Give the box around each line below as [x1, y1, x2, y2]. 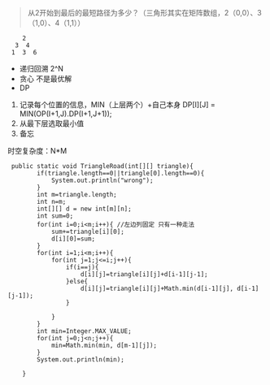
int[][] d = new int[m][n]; [37, 205, 132, 213]
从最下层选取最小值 [19, 119, 85, 128]
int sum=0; [37, 212, 74, 220]
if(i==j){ [65, 263, 99, 271]
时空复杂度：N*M [7, 146, 67, 155]
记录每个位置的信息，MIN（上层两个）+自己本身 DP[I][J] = [19, 100, 216, 109]
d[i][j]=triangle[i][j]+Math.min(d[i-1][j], [80, 284, 233, 292]
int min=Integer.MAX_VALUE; [37, 327, 132, 335]
